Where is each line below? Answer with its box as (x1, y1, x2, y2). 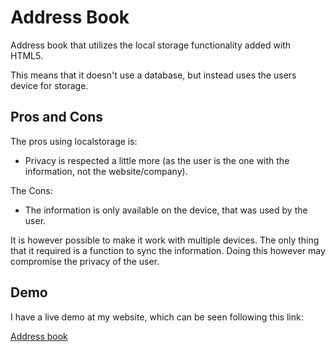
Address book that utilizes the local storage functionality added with (10, 39, 292, 51)
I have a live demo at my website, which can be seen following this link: (10, 311, 304, 323)
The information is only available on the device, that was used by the (24, 204, 308, 216)
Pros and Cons (10, 109, 103, 126)
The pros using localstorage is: (10, 135, 138, 147)
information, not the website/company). (24, 165, 188, 177)
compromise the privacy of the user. (10, 255, 160, 267)
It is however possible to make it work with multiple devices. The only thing (10, 234, 320, 246)
